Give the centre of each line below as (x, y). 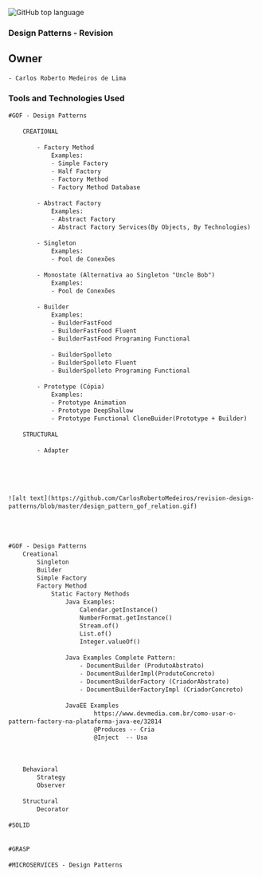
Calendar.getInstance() (119, 610)
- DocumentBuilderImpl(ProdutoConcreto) (147, 674)
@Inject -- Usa (121, 737)
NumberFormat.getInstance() (126, 618)
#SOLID (19, 825)
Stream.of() (99, 626)
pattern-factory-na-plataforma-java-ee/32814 (85, 722)
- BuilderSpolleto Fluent (94, 363)
